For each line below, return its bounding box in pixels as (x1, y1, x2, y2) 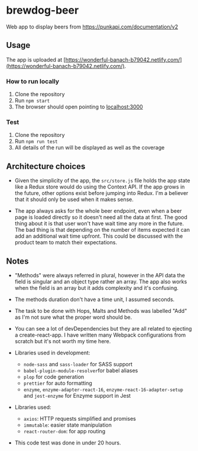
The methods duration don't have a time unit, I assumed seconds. (14, 296, 175, 303)
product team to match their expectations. (14, 239, 117, 246)
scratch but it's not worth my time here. (14, 337, 111, 344)
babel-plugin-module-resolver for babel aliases (23, 367, 138, 374)
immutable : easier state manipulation (23, 421, 112, 428)
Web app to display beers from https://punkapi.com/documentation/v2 (6, 23, 178, 30)
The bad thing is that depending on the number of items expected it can (14, 226, 190, 234)
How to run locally (6, 77, 60, 85)
